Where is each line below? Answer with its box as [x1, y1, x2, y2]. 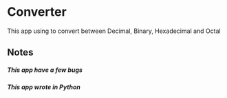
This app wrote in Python [7, 83, 81, 91]
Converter [7, 4, 67, 20]
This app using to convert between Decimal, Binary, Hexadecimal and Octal [7, 27, 221, 35]
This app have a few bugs [7, 66, 83, 74]
